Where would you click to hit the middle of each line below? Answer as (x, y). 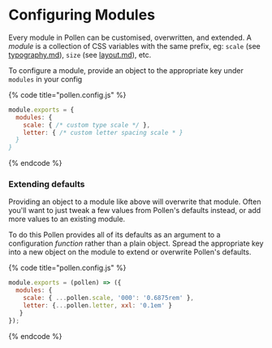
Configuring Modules (82, 15)
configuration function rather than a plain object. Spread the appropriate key (136, 244)
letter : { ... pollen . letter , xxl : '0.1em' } (98, 306)
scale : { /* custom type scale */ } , (87, 125)
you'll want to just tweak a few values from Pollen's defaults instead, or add (135, 211)
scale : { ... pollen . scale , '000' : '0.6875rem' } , (109, 298)
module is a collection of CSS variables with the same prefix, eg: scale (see (135, 46)
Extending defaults (47, 185)
